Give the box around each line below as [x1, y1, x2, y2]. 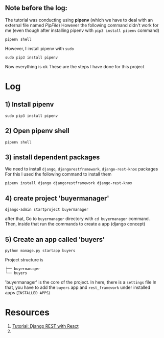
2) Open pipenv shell [5, 127, 70, 135]
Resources [5, 307, 50, 318]
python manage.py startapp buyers [5, 248, 76, 253]
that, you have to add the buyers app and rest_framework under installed [5, 284, 151, 290]
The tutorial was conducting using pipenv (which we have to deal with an [5, 17, 153, 23]
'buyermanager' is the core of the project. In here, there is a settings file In [5, 280, 157, 285]
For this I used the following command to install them [5, 171, 112, 177]
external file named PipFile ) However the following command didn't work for [5, 22, 159, 28]
